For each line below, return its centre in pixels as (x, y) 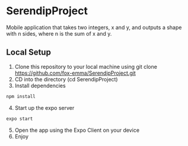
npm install (21, 96)
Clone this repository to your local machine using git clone (86, 66)
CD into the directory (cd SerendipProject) (66, 79)
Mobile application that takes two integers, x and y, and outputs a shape (94, 27)
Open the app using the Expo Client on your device (77, 130)
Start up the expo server (44, 107)
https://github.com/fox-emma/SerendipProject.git (75, 73)
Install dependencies (40, 85)
